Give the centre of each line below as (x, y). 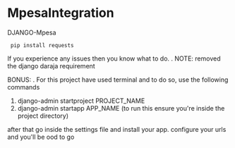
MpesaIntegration (61, 13)
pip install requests (42, 45)
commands (24, 87)
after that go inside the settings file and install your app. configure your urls (117, 129)
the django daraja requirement (51, 66)
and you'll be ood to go (41, 137)
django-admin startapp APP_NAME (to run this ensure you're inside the (121, 108)
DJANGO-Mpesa (32, 32)
